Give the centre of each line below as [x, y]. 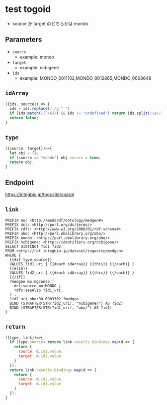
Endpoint [19, 182]
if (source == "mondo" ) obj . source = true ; [55, 158]
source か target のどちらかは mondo [50, 23]
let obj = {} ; [24, 153]
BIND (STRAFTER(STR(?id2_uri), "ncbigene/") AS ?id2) [66, 303]
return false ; [24, 118]
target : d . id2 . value [40, 356]
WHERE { [13, 255]
